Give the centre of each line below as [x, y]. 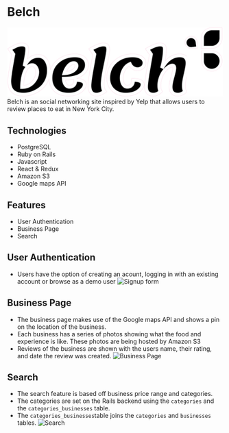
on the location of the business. [62, 327]
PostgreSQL [34, 147]
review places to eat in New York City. [61, 109]
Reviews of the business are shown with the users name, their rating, [114, 348]
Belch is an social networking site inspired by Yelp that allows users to [106, 102]
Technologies [37, 131]
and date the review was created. [64, 356]
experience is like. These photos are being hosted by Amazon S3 [109, 341]
